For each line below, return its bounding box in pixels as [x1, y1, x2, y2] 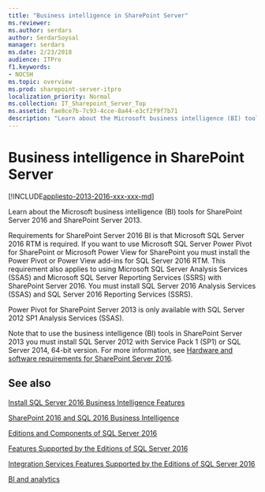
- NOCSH [8, 70, 34, 78]
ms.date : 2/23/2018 [8, 48, 73, 56]
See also [8, 377, 51, 390]
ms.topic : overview [8, 78, 73, 85]
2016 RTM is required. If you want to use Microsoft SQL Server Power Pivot [8, 239, 252, 248]
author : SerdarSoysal [8, 33, 80, 42]
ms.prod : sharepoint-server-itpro [8, 85, 122, 93]
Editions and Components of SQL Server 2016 [8, 428, 158, 437]
